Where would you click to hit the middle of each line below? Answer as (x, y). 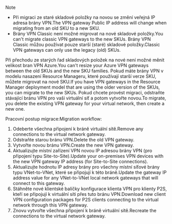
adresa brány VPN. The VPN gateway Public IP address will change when (90, 23)
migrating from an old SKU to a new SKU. (56, 28)
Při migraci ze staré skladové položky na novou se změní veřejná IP (84, 17)
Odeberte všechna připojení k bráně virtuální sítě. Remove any (78, 129)
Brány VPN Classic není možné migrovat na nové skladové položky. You (88, 34)
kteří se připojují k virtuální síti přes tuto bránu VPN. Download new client (89, 194)
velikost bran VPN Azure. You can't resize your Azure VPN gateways (77, 65)
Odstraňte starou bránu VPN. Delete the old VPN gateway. (73, 140)
